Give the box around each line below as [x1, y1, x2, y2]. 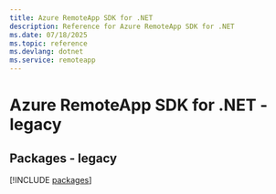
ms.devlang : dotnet [9, 47, 84, 56]
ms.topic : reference [9, 38, 89, 48]
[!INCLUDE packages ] [9, 175, 92, 185]
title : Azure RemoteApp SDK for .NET [9, 13, 154, 23]
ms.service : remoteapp [9, 56, 96, 65]
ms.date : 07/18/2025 [9, 30, 89, 39]
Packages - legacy [9, 150, 117, 166]
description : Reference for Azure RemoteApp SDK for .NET [9, 22, 235, 31]
